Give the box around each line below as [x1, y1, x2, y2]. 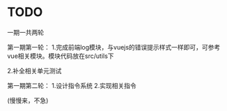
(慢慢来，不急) [7, 96, 49, 105]
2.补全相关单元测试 [7, 66, 62, 75]
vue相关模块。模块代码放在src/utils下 [7, 52, 114, 60]
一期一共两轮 [7, 28, 44, 36]
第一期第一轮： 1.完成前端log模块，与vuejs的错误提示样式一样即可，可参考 [7, 43, 221, 51]
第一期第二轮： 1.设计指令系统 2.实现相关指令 [7, 81, 137, 89]
